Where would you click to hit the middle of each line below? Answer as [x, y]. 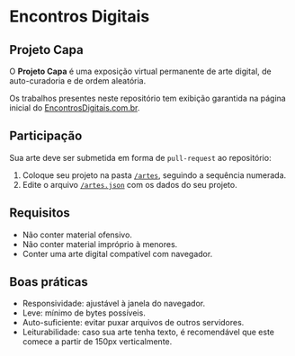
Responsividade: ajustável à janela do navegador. [113, 304]
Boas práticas [49, 282]
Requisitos [40, 213]
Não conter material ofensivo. [77, 235]
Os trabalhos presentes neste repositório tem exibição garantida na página [147, 98]
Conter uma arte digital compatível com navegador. [117, 254]
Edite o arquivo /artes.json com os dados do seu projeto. [130, 184]
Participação [46, 136]
